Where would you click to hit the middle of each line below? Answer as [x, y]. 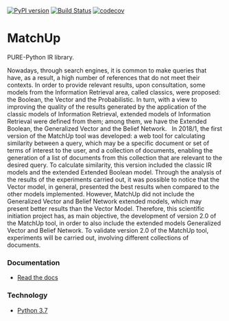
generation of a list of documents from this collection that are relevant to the [115, 157]
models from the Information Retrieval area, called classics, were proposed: [114, 92]
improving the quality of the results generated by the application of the [107, 107]
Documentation [34, 262]
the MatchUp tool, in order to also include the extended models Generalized [114, 223]
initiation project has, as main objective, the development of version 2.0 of [112, 216]
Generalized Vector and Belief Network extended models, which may [105, 201]
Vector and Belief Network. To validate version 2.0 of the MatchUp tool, [108, 230]
